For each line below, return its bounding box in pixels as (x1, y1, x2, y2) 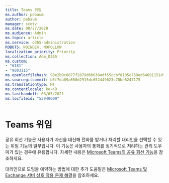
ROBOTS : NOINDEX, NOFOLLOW (5, 45, 62, 50)
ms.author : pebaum (5, 12, 44, 17)
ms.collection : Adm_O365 (5, 54, 57, 59)
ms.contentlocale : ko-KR (5, 86, 57, 92)
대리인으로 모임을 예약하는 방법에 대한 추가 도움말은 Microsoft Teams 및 (5, 166, 147, 172)
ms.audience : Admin (5, 31, 46, 36)
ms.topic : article (5, 36, 44, 41)
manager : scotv (5, 21, 37, 27)
